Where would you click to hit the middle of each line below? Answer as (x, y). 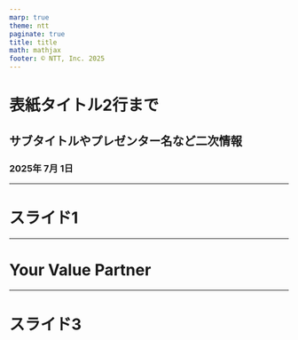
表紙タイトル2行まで (84, 105)
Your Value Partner (80, 270)
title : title (33, 42)
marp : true (29, 17)
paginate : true (37, 34)
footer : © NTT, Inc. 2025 (57, 59)
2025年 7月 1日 (41, 168)
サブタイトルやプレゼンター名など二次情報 (125, 141)
